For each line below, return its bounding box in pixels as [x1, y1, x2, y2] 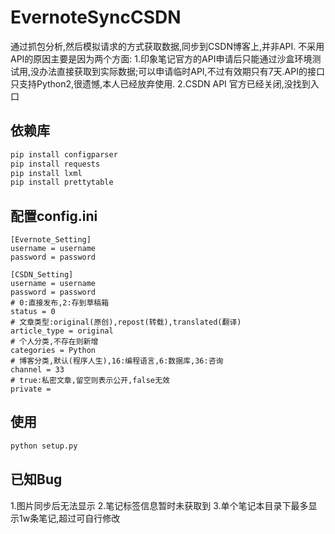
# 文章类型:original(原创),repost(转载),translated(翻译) [10, 317, 242, 328]
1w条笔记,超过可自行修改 [18, 512, 121, 524]
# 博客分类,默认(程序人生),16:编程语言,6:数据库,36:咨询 [10, 356, 224, 366]
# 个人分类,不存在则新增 [10, 337, 99, 347]
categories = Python [10, 346, 97, 356]
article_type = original [10, 326, 114, 336]
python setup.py [10, 441, 78, 451]
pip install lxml [10, 168, 83, 178]
